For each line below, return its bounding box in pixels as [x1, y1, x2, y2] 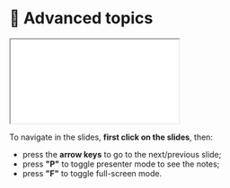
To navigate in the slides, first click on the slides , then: [9, 132, 214, 142]
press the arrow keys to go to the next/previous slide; [22, 149, 222, 159]
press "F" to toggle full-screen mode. [22, 167, 163, 178]
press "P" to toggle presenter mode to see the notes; [22, 158, 220, 169]
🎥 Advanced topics [9, 8, 154, 29]
